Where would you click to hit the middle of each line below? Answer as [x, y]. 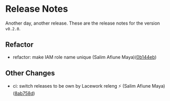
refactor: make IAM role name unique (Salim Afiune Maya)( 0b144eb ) [85, 57]
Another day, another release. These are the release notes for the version [83, 23]
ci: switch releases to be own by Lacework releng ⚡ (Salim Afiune [82, 86]
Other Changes [30, 73]
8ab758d [24, 93]
